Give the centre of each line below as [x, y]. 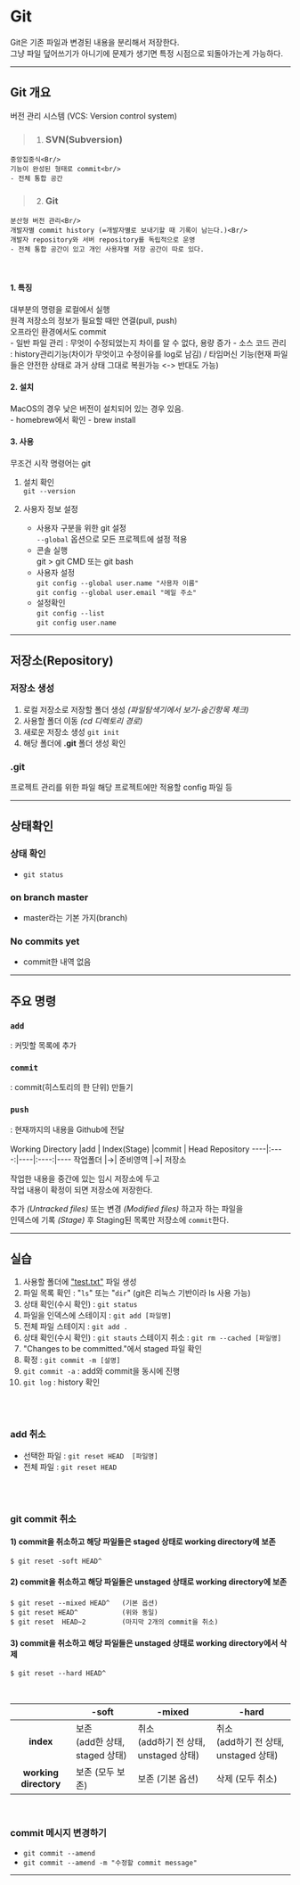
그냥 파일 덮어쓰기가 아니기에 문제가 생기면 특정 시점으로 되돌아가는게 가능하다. [147, 53]
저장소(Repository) [62, 661]
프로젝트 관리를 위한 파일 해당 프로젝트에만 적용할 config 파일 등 [122, 787]
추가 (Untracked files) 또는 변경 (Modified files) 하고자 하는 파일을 [127, 1208]
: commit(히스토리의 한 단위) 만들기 [72, 1087]
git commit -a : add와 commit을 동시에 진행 [101, 1371]
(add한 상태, [100, 1742]
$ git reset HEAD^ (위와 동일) [84, 1612]
